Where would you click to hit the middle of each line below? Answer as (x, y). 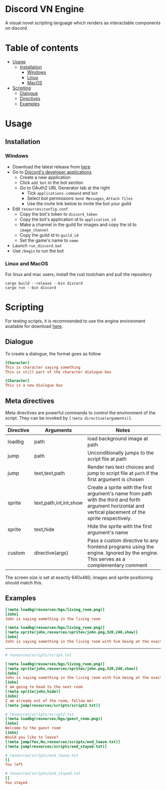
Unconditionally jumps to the (121, 452)
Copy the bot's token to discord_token (59, 214)
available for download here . (34, 326)
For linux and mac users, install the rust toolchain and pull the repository (79, 274)
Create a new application (45, 177)
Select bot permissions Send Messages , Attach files (80, 198)
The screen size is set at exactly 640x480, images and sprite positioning (79, 577)
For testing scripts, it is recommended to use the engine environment (75, 321)
